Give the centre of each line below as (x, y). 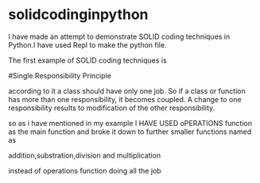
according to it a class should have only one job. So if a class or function (127, 91)
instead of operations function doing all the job (85, 170)
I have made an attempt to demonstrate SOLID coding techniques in (119, 36)
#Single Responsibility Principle (60, 75)
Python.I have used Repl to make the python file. (87, 44)
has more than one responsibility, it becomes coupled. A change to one (125, 99)
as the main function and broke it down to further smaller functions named (130, 132)
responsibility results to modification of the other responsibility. (112, 108)
